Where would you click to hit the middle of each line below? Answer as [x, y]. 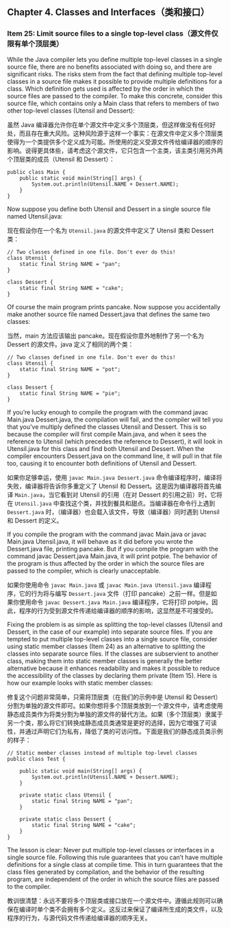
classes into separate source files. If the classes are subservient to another [113, 653]
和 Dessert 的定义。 [35, 520]
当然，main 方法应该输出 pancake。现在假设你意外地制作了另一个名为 [106, 335]
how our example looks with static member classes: [80, 683]
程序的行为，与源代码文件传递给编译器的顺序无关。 [79, 918]
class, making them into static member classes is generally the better [105, 661]
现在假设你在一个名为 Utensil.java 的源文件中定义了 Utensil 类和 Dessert [111, 230]
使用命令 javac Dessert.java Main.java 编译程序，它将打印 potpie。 [115, 602]
